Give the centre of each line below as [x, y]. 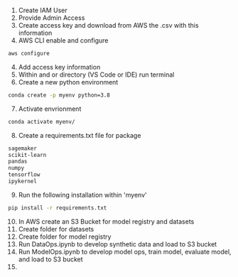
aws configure [29, 53]
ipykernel [23, 181]
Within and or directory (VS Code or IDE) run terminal [96, 75]
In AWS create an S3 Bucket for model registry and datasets [106, 221]
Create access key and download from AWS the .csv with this [108, 25]
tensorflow [24, 175]
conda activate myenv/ [42, 121]
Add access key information [59, 67]
